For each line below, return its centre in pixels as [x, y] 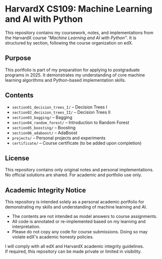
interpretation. [26, 227]
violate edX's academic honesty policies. [53, 237]
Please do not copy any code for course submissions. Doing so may [80, 232]
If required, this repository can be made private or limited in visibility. [73, 251]
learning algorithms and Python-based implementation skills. [66, 80]
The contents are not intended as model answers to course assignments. [85, 216]
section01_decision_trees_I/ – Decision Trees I [59, 107]
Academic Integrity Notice [45, 190]
